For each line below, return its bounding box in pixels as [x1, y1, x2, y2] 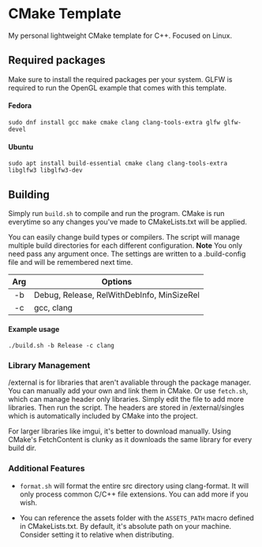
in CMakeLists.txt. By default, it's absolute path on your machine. [19, 521, 231, 530]
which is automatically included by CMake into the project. [8, 411, 199, 421]
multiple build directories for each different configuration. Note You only [8, 240, 243, 250]
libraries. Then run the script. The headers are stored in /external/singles [8, 403, 245, 412]
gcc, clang [34, 302, 73, 313]
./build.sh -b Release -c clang [8, 342, 114, 350]
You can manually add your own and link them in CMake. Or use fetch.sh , [8, 386, 249, 396]
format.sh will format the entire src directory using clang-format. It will [19, 481, 249, 490]
